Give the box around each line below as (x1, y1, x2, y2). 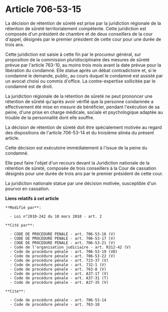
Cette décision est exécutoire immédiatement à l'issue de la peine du (5, 144, 147, 150)
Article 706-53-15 (5, 4, 82, 15)
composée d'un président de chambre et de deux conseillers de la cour (5, 31, 153, 37)
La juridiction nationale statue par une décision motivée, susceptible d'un (5, 180, 156, 186)
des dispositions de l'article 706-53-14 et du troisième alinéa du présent (5, 129, 154, 135)
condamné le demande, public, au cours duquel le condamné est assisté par (5, 72, 163, 79)
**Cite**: (5, 288, 26, 294)
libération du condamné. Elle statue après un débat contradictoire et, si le (5, 67, 156, 73)
